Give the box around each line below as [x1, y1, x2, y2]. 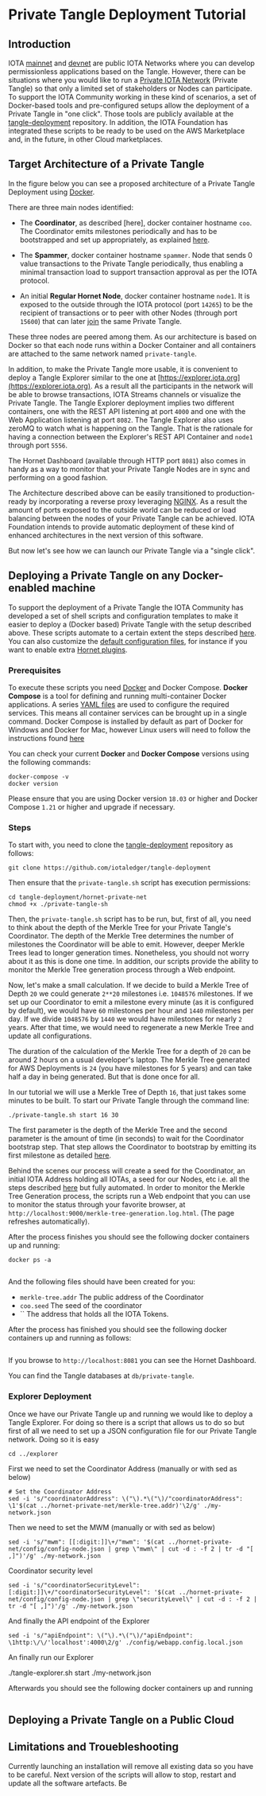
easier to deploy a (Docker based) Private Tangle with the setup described [8, 619, 252, 629]
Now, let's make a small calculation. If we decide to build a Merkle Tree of [8, 981, 249, 990]
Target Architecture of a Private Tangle [8, 158, 205, 171]
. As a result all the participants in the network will [90, 381, 253, 391]
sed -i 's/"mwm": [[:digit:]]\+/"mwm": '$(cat [8, 1538, 165, 1546]
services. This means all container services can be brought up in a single [8, 708, 248, 717]
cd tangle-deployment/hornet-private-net [8, 893, 148, 901]
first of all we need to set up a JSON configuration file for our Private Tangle [8, 1426, 257, 1435]
